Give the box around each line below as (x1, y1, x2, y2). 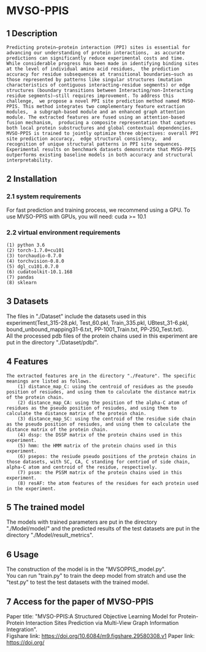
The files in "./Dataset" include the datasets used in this (6, 312, 147, 320)
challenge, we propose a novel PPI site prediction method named (6, 98, 180, 104)
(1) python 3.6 (6, 242, 45, 248)
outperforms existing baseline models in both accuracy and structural (6, 152, 193, 158)
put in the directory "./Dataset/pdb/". (6, 338, 99, 346)
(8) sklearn (6, 279, 37, 285)
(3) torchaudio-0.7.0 (6, 252, 62, 258)
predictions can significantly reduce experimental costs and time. (6, 55, 185, 61)
